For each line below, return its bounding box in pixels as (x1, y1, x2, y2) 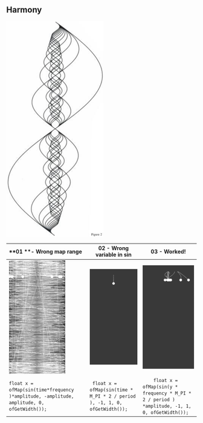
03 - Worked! (150, 248, 186, 255)
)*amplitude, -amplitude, (8, 393, 74, 399)
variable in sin (95, 251, 132, 259)
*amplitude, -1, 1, (142, 403, 192, 409)
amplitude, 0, (8, 400, 45, 406)
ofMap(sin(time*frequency (8, 387, 74, 393)
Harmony (6, 5, 42, 15)
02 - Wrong (98, 245, 129, 252)
